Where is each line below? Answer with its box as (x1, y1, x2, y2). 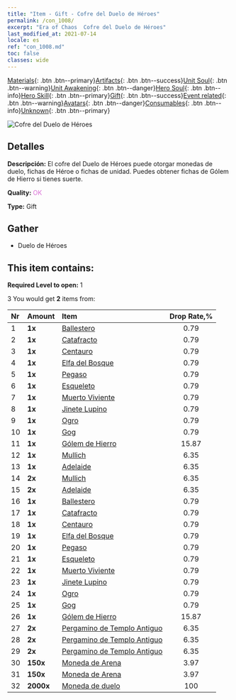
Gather (7, 222, 39, 234)
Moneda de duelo (61, 681, 120, 691)
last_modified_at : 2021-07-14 (7, 30, 97, 38)
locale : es (7, 37, 40, 44)
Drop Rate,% (169, 312, 213, 322)
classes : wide (7, 57, 50, 64)
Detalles (7, 141, 45, 153)
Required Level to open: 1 (7, 281, 83, 290)
